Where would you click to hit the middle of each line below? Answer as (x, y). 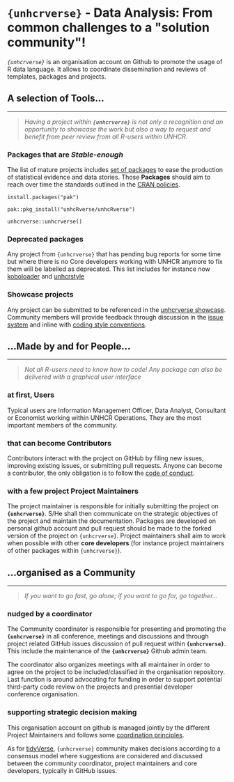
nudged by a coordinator (50, 614)
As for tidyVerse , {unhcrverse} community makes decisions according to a (114, 748)
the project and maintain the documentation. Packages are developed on (111, 521)
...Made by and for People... (69, 346)
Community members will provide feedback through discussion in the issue (115, 317)
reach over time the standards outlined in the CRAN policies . (94, 185)
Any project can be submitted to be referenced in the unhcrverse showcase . (117, 310)
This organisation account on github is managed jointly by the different (109, 727)
